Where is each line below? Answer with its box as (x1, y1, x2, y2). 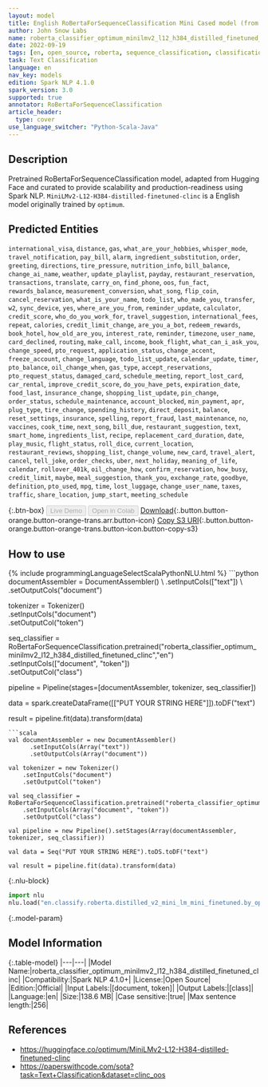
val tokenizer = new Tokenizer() (8, 764, 120, 772)
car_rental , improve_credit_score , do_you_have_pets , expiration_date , (8, 379, 241, 389)
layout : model (8, 11, 56, 20)
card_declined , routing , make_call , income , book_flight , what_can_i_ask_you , (8, 337, 259, 347)
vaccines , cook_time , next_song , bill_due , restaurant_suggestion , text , (8, 422, 242, 431)
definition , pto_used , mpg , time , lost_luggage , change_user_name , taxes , (8, 481, 242, 491)
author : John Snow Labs (8, 26, 88, 34)
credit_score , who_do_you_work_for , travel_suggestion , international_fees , (8, 311, 258, 321)
